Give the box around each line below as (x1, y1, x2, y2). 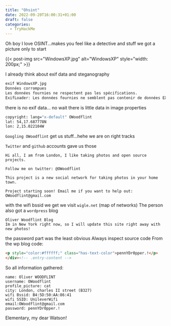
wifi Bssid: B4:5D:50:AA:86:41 (5, 292, 72, 297)
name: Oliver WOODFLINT (5, 274, 56, 280)
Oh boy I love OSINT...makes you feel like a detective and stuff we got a (5, 40, 155, 46)
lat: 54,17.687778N (5, 119, 47, 124)
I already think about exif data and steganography (5, 71, 110, 77)
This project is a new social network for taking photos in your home (5, 175, 158, 180)
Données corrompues (5, 86, 47, 91)
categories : (5, 21, 31, 27)
